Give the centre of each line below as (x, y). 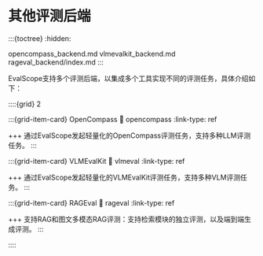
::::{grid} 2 (25, 104)
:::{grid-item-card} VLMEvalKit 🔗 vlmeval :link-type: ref (97, 161)
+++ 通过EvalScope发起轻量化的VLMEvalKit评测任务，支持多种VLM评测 (124, 177)
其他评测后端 (50, 16)
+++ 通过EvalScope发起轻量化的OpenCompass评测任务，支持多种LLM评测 (130, 135)
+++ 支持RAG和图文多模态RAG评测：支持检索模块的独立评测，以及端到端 (126, 219)
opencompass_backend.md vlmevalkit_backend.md (92, 54)
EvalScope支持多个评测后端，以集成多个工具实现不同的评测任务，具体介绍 (128, 78)
